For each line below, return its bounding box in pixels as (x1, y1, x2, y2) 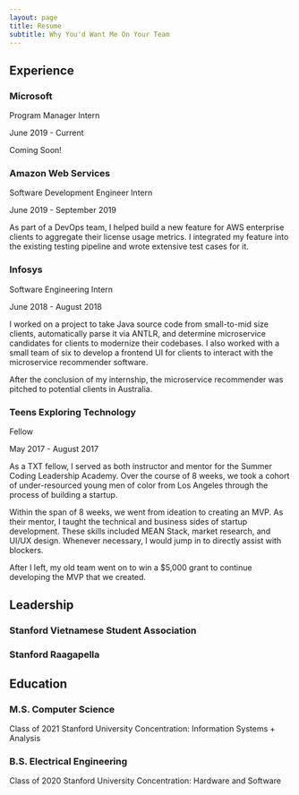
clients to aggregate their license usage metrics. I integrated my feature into (9, 232, 289, 243)
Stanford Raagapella (9, 648, 100, 661)
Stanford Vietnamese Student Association (9, 624, 197, 637)
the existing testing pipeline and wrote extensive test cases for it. (9, 241, 249, 252)
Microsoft (9, 90, 53, 102)
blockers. (9, 544, 44, 555)
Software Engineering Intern (9, 284, 114, 295)
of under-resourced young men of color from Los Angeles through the (9, 480, 269, 491)
